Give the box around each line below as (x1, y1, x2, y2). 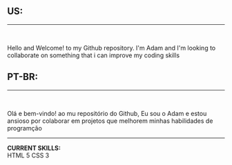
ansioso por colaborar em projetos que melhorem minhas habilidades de (7, 117, 213, 125)
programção (7, 124, 43, 132)
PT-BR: (7, 71, 39, 83)
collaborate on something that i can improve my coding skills (7, 51, 180, 59)
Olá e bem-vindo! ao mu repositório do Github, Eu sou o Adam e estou (7, 109, 207, 117)
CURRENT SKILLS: (7, 144, 61, 152)
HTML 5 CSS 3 (7, 151, 50, 159)
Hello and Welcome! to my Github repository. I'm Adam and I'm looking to (7, 43, 216, 52)
